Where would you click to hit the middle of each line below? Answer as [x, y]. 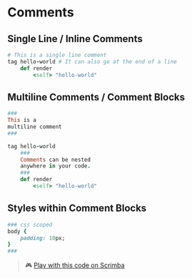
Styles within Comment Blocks [77, 208]
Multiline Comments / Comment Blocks [96, 97]
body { [17, 231]
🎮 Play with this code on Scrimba [75, 265]
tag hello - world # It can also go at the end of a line [92, 61]
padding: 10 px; [43, 238]
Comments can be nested [56, 160]
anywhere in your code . [56, 166]
